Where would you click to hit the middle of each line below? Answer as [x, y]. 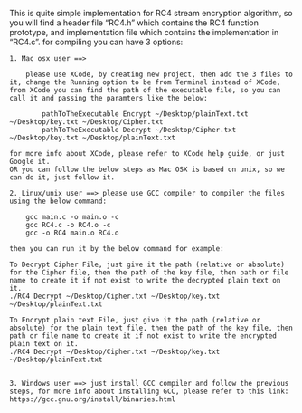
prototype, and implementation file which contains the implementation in [144, 32]
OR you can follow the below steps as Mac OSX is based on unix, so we [147, 169]
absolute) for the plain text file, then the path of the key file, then [151, 328]
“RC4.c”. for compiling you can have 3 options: [96, 42]
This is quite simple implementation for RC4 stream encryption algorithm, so [151, 13]
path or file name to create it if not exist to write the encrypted [143, 336]
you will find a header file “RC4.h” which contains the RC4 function [134, 23]
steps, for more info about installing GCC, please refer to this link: [149, 391]
